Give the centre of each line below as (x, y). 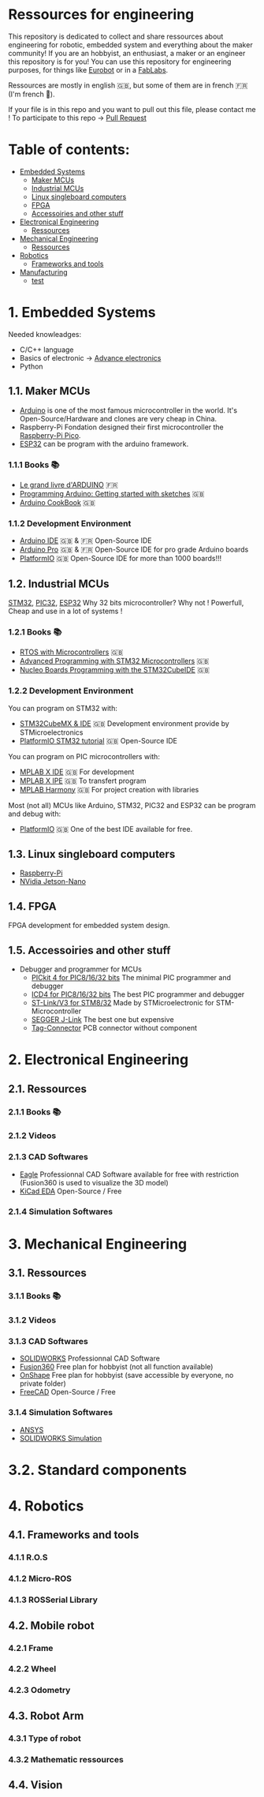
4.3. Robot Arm (46, 1715)
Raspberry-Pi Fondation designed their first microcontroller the (122, 427)
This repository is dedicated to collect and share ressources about (116, 36)
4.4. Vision (35, 1785)
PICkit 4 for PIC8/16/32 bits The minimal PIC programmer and (131, 978)
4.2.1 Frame (31, 1648)
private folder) (43, 1383)
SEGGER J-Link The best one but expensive (103, 1020)
